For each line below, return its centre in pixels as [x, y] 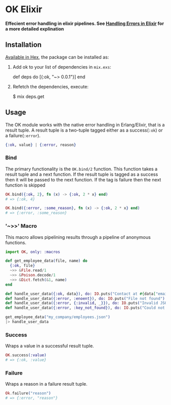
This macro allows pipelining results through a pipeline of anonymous [78, 237]
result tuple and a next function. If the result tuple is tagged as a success [82, 174]
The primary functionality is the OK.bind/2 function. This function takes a [81, 169]
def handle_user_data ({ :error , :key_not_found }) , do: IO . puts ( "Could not [85, 308]
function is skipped [25, 185]
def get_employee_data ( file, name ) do [46, 261]
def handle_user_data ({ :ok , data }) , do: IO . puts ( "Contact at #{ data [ [81, 294]
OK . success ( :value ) [26, 355]
